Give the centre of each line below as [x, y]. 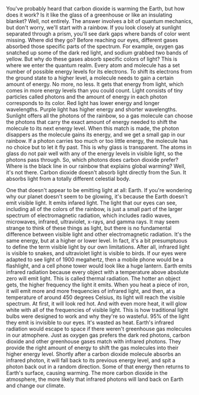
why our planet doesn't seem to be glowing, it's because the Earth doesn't [97, 196]
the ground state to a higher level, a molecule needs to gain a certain [90, 78]
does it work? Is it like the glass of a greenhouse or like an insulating [89, 15]
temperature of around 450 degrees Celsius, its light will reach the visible [96, 297]
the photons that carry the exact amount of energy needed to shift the [92, 122]
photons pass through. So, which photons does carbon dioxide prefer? [92, 160]
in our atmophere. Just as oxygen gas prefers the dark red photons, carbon [98, 335]
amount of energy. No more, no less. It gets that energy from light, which [95, 84]
